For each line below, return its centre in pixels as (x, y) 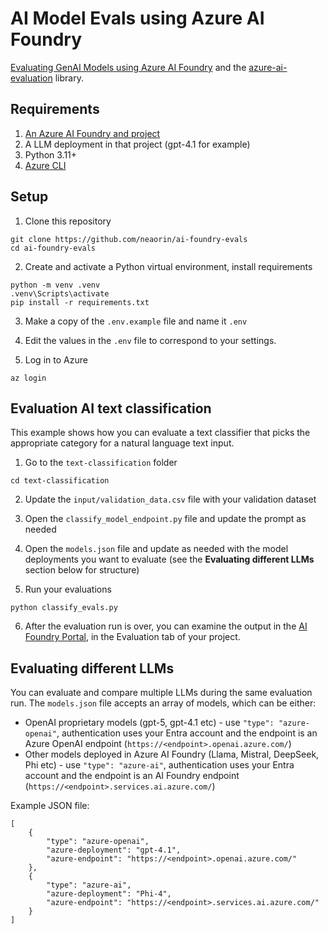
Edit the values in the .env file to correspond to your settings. (150, 340)
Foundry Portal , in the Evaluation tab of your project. (132, 637)
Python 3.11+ (51, 154)
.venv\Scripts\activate (60, 293)
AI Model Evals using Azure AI (137, 18)
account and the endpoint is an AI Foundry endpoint (132, 776)
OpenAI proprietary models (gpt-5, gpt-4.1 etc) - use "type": (149, 723)
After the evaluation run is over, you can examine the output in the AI (166, 626)
